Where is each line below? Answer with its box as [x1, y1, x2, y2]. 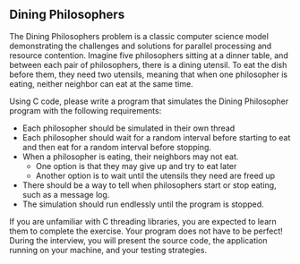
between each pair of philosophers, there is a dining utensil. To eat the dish [9, 59, 287, 70]
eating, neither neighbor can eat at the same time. [9, 78, 194, 89]
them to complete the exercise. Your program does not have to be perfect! [9, 226, 284, 236]
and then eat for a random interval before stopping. [21, 141, 212, 152]
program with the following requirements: [9, 105, 162, 115]
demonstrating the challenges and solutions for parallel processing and [9, 40, 272, 51]
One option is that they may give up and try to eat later [35, 160, 237, 171]
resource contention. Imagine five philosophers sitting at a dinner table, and [9, 49, 288, 61]
